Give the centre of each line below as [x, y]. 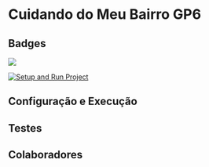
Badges [27, 44]
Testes [25, 128]
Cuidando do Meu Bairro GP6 [105, 15]
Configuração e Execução [73, 102]
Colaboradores [46, 155]
